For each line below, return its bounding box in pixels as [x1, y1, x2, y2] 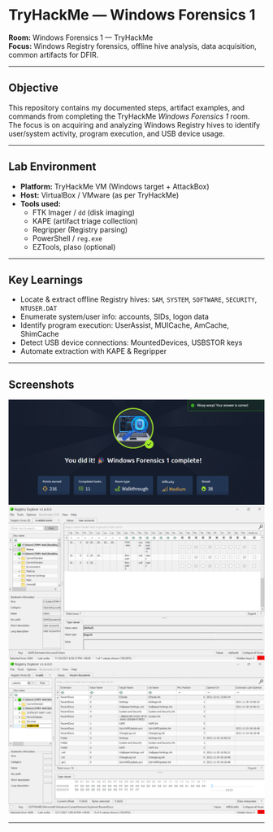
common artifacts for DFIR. [8, 50, 99, 59]
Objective [8, 81, 59, 95]
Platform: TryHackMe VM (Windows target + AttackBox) [19, 181, 210, 191]
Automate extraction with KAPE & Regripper [19, 346, 167, 356]
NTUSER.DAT [19, 305, 58, 313]
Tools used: [19, 198, 61, 208]
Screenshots [8, 377, 75, 391]
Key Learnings [8, 272, 84, 286]
